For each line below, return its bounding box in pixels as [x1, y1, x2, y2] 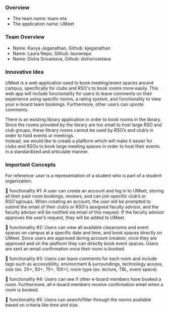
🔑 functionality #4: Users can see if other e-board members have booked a [5, 276, 161, 282]
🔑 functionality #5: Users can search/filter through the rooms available [5, 297, 151, 303]
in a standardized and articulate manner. [5, 148, 89, 154]
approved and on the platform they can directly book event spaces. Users [5, 240, 158, 246]
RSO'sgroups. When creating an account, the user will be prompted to [5, 198, 151, 204]
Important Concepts [5, 161, 56, 168]
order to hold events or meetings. [5, 132, 75, 138]
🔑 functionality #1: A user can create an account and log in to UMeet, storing [5, 188, 164, 194]
